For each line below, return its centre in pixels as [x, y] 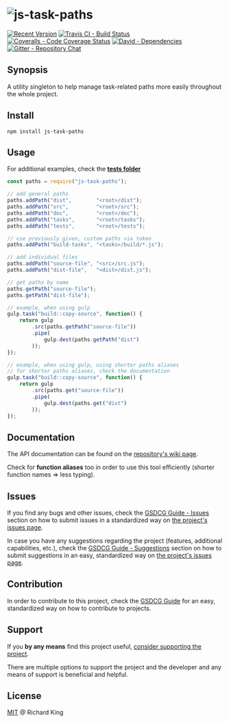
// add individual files [43, 257]
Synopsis [27, 70]
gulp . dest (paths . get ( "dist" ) [85, 403]
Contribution [35, 584]
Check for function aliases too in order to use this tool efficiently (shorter [111, 467]
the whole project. [33, 94]
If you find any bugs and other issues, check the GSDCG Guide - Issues [108, 513]
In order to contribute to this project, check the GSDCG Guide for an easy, [111, 601]
